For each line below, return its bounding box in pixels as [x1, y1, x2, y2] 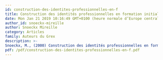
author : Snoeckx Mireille [5, 25, 57, 30]
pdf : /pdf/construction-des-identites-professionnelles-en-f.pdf [5, 47, 140, 52]
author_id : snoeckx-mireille [5, 20, 64, 26]
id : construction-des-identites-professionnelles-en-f [5, 7, 118, 12]
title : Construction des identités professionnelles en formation [5, 12, 142, 16]
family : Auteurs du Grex [5, 34, 55, 39]
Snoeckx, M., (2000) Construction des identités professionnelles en [5, 43, 149, 48]
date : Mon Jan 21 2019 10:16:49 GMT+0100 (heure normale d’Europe [5, 16, 142, 21]
